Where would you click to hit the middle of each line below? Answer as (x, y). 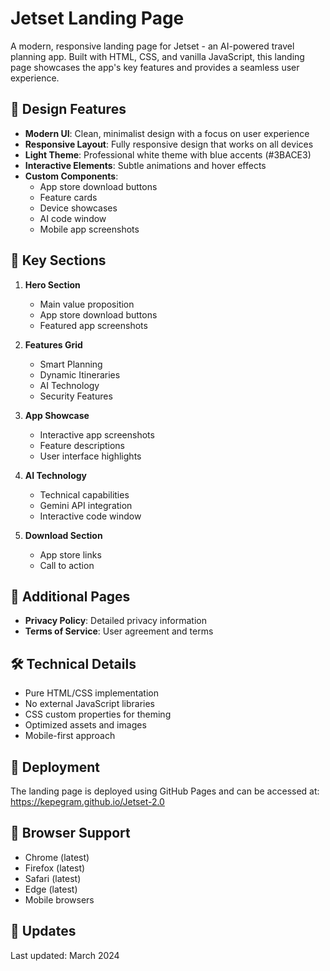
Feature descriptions (82, 445)
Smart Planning (71, 364)
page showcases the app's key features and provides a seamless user (155, 67)
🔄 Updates (43, 931)
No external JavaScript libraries (90, 704)
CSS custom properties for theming (98, 714)
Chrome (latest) (57, 857)
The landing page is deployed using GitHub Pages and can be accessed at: (165, 791)
